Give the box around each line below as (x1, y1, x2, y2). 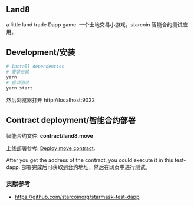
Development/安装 (6, 47, 75, 58)
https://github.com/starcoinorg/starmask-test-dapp (14, 194, 140, 201)
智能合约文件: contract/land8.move (6, 132, 93, 139)
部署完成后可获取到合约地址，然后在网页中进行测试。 (21, 163, 151, 170)
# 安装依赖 (6, 69, 29, 75)
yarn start (6, 85, 33, 91)
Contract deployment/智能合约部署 (6, 115, 136, 125)
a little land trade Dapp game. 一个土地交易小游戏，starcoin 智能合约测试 (6, 21, 183, 28)
